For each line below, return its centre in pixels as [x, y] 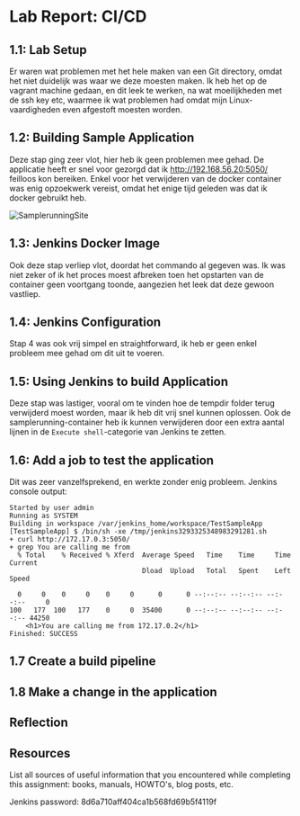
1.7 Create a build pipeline [83, 662]
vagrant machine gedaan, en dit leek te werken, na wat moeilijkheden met [146, 90]
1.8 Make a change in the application [113, 691]
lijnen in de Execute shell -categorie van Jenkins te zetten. [118, 432]
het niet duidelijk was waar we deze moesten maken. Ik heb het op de [138, 81]
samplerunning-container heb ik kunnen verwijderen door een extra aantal [147, 422]
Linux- [241, 100]
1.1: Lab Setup [48, 50]
